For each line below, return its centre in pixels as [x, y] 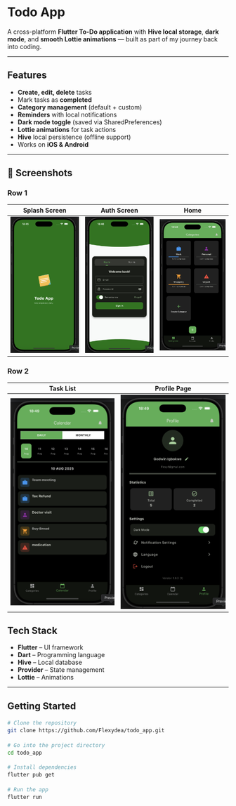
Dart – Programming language [61, 655]
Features [27, 75]
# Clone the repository [42, 723]
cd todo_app [25, 753]
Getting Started [42, 706]
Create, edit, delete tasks [55, 92]
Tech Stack [32, 630]
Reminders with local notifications [67, 114]
